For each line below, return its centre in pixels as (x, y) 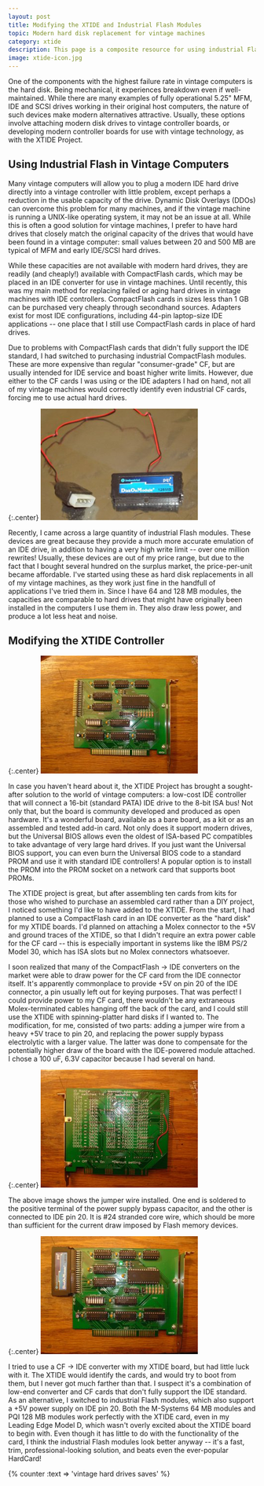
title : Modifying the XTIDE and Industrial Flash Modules (105, 25)
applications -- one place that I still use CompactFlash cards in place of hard (132, 324)
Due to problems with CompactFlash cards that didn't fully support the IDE (129, 347)
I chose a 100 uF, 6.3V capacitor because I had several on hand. (112, 1059)
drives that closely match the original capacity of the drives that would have (131, 233)
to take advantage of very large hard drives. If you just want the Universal (127, 844)
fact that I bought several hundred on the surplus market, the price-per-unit (130, 566)
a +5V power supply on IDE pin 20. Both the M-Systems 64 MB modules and (132, 1408)
